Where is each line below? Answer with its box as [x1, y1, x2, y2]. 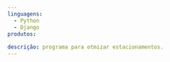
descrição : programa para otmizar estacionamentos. [7, 43, 164, 51]
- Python [14, 17, 40, 24]
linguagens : [7, 10, 43, 18]
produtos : [7, 30, 37, 38]
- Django [14, 24, 40, 31]
